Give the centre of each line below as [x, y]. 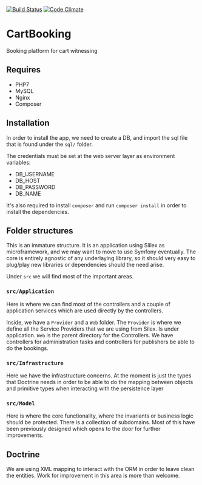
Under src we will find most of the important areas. [70, 277]
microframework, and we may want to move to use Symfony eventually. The [101, 252]
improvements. [25, 435]
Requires [24, 70]
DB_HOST [28, 181]
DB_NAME [28, 193]
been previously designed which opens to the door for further [83, 429]
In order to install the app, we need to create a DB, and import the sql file [97, 137]
